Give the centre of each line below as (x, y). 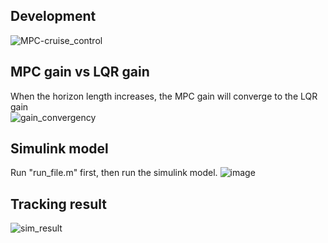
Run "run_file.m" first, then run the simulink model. (114, 173)
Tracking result (58, 204)
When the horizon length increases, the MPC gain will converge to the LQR (164, 96)
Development (53, 16)
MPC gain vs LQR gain (80, 72)
